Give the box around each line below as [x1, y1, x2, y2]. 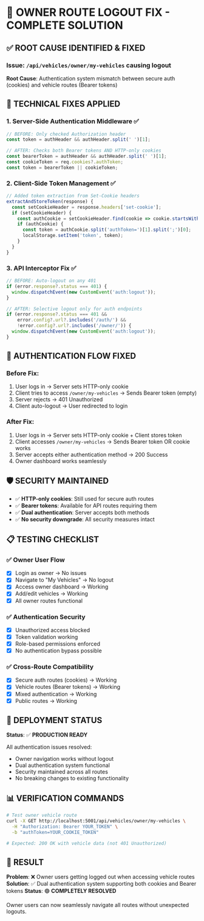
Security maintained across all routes [15, 768, 108, 775]
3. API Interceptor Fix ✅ [6, 264, 77, 272]
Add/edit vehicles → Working [15, 590, 88, 598]
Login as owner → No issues [15, 570, 87, 577]
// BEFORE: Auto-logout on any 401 [6, 278, 97, 284]
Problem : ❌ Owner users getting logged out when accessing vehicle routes [6, 873, 195, 881]
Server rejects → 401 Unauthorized [15, 396, 103, 403]
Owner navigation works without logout [15, 755, 114, 763]
